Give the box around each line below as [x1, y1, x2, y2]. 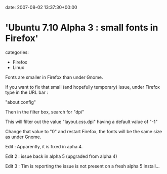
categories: [5, 49, 29, 55]
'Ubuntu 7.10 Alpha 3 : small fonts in [5, 22, 158, 33]
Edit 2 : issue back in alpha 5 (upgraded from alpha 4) [5, 153, 117, 159]
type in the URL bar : [5, 89, 49, 95]
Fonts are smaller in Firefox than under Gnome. [5, 74, 103, 80]
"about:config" [5, 99, 36, 105]
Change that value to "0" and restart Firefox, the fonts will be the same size [5, 128, 162, 134]
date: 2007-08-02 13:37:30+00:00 [5, 5, 77, 10]
